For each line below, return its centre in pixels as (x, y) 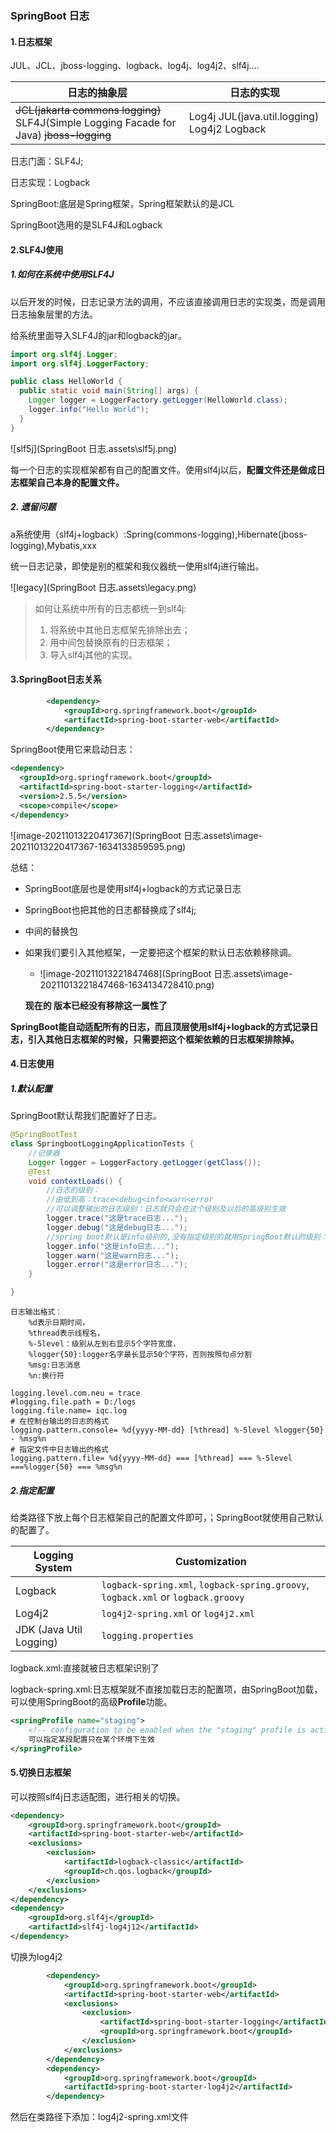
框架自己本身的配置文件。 (71, 482)
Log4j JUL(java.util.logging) (254, 117)
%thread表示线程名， (66, 1333)
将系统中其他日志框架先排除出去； (120, 629)
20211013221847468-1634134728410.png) (127, 984)
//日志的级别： (73, 1190)
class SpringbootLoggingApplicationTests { (102, 1144)
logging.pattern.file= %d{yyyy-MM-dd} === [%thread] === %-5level (151, 1458)
